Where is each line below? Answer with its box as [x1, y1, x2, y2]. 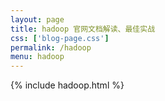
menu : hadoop [10, 52, 65, 62]
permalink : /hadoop [10, 42, 92, 53]
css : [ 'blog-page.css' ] [10, 33, 110, 43]
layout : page [10, 14, 65, 25]
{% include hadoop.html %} [10, 79, 125, 91]
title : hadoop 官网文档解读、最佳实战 [10, 24, 156, 34]
